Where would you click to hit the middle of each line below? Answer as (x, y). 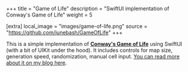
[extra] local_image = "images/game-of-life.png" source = (77, 26)
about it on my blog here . (37, 63)
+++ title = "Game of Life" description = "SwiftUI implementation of (88, 9)
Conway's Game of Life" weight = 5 (49, 15)
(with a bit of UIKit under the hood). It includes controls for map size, (89, 50)
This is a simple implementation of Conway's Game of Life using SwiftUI (94, 44)
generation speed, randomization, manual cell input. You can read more (93, 56)
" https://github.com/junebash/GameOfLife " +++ (64, 32)
